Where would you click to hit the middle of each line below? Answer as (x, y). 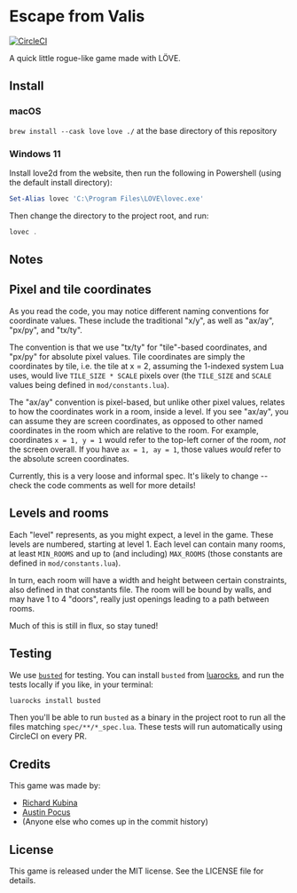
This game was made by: (55, 786)
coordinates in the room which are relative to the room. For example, (134, 430)
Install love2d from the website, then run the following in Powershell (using (145, 173)
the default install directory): (61, 182)
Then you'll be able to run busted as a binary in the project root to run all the (148, 717)
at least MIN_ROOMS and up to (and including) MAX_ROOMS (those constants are (146, 553)
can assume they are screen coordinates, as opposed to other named (136, 421)
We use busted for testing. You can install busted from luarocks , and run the (147, 675)
